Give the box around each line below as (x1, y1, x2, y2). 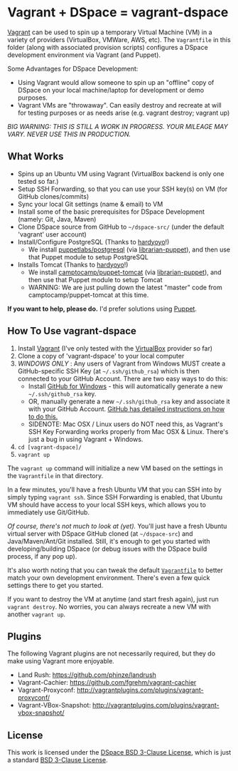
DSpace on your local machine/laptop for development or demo (17, 86, 205, 94)
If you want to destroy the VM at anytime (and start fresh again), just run (7, 594, 219, 603)
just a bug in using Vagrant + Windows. (28, 435, 144, 443)
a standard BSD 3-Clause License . (7, 756, 108, 765)
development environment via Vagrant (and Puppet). (7, 51, 161, 59)
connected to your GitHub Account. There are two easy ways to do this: (17, 374, 228, 383)
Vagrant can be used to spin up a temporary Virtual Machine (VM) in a (7, 28, 212, 36)
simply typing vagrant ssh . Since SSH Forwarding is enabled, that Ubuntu (7, 492, 223, 501)
